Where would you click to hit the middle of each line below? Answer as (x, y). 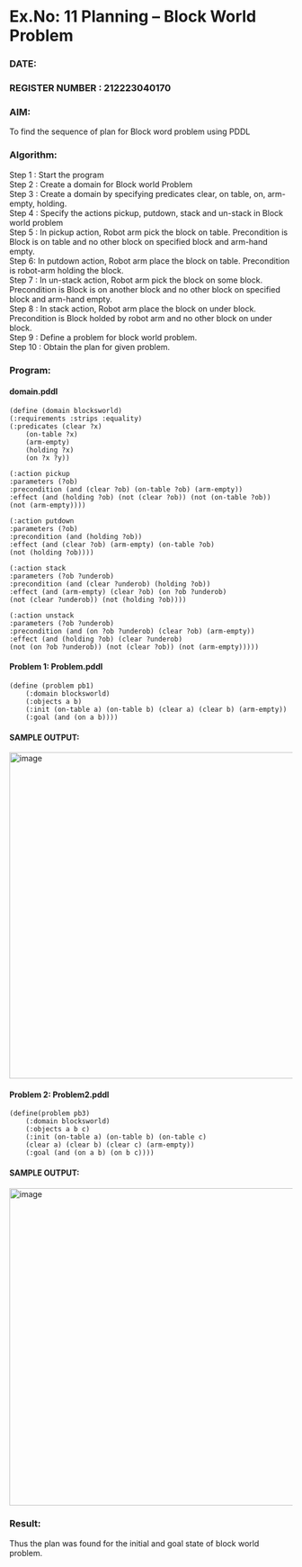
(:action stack (38, 568)
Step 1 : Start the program (57, 175)
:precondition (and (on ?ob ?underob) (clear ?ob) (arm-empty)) (132, 631)
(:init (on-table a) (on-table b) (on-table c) (116, 1137)
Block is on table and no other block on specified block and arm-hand (138, 241)
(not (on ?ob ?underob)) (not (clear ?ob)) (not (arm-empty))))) (134, 647)
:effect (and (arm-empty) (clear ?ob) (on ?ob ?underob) (118, 591)
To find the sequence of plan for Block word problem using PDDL (130, 131)
